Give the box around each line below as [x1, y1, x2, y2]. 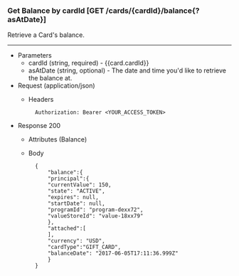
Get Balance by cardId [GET [7, 6, 105, 16]
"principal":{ [47, 175, 90, 183]
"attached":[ [47, 225, 87, 233]
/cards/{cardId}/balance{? [105, 6, 200, 16]
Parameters [17, 51, 52, 60]
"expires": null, [47, 194, 100, 201]
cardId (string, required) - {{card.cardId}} [28, 59, 149, 68]
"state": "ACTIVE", [47, 188, 105, 195]
